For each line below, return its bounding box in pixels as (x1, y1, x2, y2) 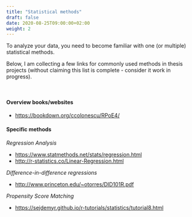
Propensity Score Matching (6, 192, 74, 200)
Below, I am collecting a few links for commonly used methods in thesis (6, 60, 183, 68)
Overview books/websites (6, 98, 73, 105)
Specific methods (6, 126, 52, 133)
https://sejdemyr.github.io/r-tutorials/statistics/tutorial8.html (14, 204, 164, 211)
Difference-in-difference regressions (6, 169, 98, 176)
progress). (6, 73, 32, 80)
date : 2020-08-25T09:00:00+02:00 (6, 20, 90, 26)
